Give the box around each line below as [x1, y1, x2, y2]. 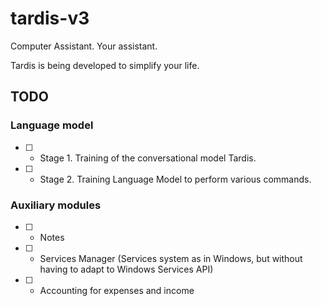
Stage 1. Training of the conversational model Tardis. [39, 152, 257, 164]
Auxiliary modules [10, 198, 102, 212]
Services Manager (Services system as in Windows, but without [39, 252, 303, 264]
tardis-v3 [10, 7, 90, 30]
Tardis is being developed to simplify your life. [10, 59, 200, 71]
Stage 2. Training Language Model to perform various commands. [39, 173, 312, 185]
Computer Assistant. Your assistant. [10, 40, 158, 52]
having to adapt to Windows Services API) [39, 263, 214, 275]
